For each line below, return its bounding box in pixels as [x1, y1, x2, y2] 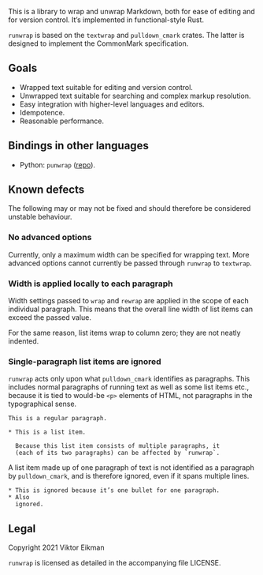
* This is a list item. [8, 428, 87, 437]
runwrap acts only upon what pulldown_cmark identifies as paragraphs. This [8, 374, 250, 384]
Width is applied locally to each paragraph [8, 278, 173, 289]
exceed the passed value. [8, 313, 92, 322]
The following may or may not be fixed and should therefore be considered [8, 204, 251, 213]
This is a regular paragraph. [8, 415, 108, 423]
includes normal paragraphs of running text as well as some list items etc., [8, 382, 250, 392]
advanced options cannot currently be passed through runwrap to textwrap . [8, 258, 252, 268]
